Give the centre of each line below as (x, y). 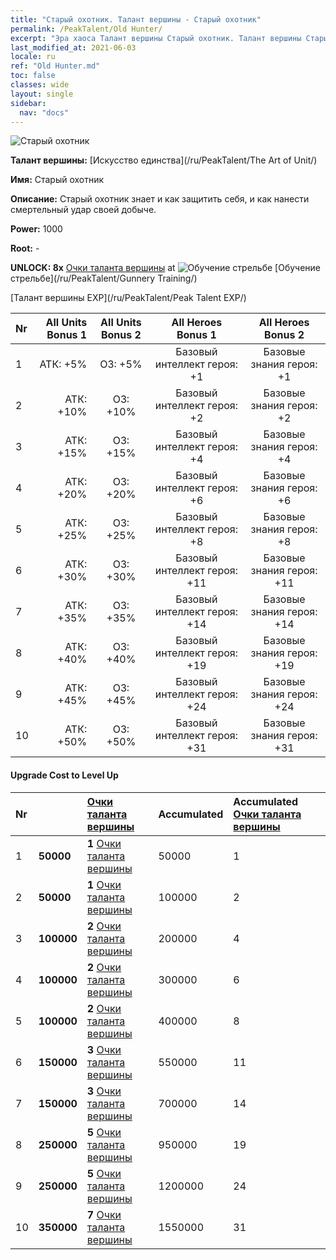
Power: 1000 (36, 229)
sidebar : (28, 103)
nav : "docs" (44, 112)
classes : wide (40, 85)
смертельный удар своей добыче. (83, 210)
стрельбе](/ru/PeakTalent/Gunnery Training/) (104, 278)
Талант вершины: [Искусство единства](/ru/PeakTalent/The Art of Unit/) (164, 160)
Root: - (25, 248)
